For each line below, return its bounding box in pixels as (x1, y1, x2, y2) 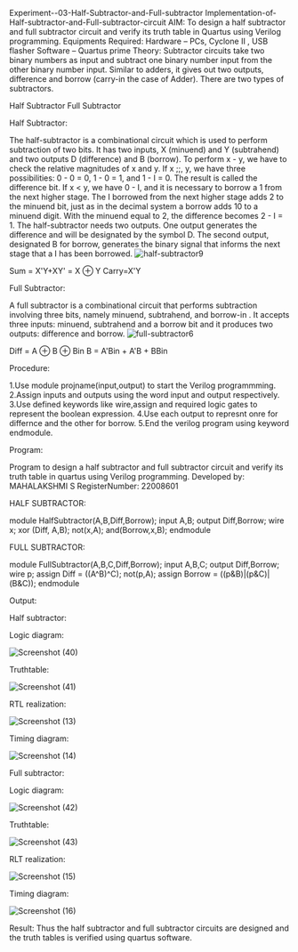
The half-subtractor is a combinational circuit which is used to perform (9, 135, 269, 145)
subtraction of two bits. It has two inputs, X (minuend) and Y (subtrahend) (9, 144, 280, 155)
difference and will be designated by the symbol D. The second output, (9, 230, 270, 239)
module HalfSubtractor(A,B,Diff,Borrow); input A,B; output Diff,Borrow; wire (9, 515, 285, 526)
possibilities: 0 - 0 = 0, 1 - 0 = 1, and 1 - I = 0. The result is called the (9, 173, 258, 183)
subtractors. (9, 84, 54, 93)
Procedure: (9, 363, 51, 373)
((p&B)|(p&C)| (220, 569, 270, 579)
